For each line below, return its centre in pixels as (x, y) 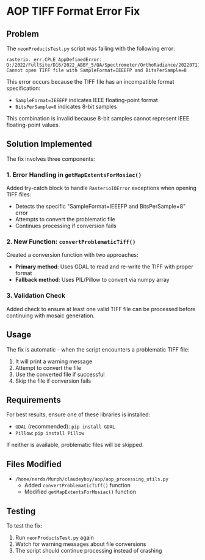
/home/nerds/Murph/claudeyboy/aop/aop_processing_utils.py (92, 479)
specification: (23, 88)
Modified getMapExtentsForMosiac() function (80, 492)
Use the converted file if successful (60, 374)
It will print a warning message (54, 361)
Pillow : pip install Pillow (49, 433)
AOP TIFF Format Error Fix (73, 11)
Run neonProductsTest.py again (55, 537)
